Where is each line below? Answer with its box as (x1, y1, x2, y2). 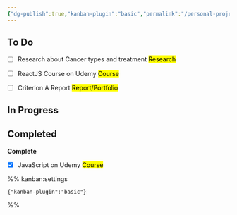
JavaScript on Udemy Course (17, 160, 104, 169)
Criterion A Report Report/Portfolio (17, 83, 119, 92)
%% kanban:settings (7, 174, 68, 183)
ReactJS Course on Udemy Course (17, 69, 120, 78)
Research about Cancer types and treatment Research (17, 55, 176, 63)
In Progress (7, 104, 59, 116)
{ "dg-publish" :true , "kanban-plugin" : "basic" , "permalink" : (7, 10, 181, 18)
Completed (7, 128, 58, 140)
